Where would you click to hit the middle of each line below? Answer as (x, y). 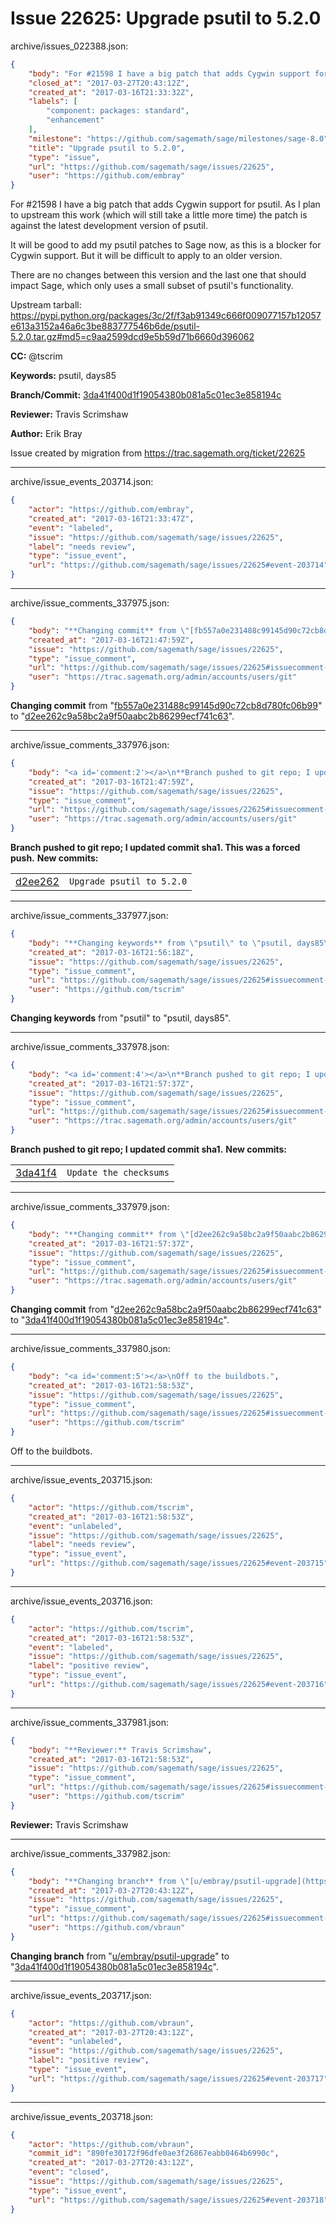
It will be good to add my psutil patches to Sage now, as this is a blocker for (166, 245)
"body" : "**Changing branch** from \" (109, 1881)
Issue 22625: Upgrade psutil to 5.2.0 (166, 18)
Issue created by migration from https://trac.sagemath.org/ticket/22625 (158, 453)
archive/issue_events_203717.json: (81, 1995)
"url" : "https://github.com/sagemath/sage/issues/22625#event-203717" (178, 2078)
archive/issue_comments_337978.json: (90, 1047)
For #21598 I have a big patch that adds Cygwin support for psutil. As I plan (165, 204)
